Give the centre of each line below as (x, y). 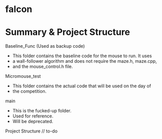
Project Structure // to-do (31, 131)
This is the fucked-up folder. (42, 111)
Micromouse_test (23, 76)
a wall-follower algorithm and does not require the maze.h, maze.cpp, (85, 61)
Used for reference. (33, 116)
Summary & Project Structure (68, 32)
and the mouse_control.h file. (43, 67)
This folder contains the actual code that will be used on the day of (82, 86)
